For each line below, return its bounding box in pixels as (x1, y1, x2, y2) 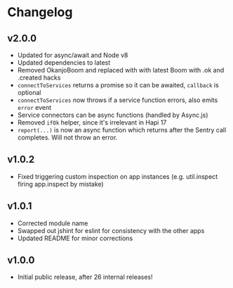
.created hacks (17, 73, 61, 82)
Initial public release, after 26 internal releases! (17, 273, 153, 282)
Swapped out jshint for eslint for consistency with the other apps (17, 226, 205, 234)
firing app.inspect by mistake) (17, 180, 104, 188)
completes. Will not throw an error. (17, 133, 118, 142)
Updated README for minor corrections (17, 234, 133, 242)
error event (17, 104, 52, 111)
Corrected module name (17, 219, 88, 227)
